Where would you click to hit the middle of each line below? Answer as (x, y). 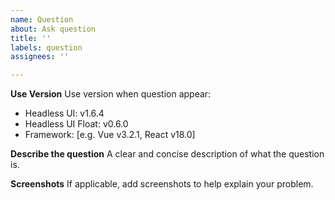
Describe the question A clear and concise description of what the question (167, 154)
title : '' (31, 38)
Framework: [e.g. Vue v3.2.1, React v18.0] (110, 135)
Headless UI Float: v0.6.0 (76, 124)
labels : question (46, 47)
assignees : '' (40, 57)
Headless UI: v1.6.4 (64, 113)
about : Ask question (53, 29)
